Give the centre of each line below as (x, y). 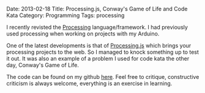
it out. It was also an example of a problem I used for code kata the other (98, 58)
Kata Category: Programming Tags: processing (65, 15)
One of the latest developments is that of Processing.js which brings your (99, 46)
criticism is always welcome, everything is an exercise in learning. (89, 83)
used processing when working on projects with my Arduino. (83, 34)
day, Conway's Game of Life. (43, 65)
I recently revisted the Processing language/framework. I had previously (97, 27)
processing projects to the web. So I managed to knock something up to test (102, 52)
